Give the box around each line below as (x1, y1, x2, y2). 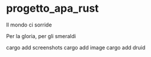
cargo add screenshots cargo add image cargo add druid (6, 43, 146, 51)
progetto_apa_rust (6, 2, 99, 15)
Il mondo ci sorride (6, 21, 52, 28)
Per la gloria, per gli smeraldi (6, 32, 76, 39)
